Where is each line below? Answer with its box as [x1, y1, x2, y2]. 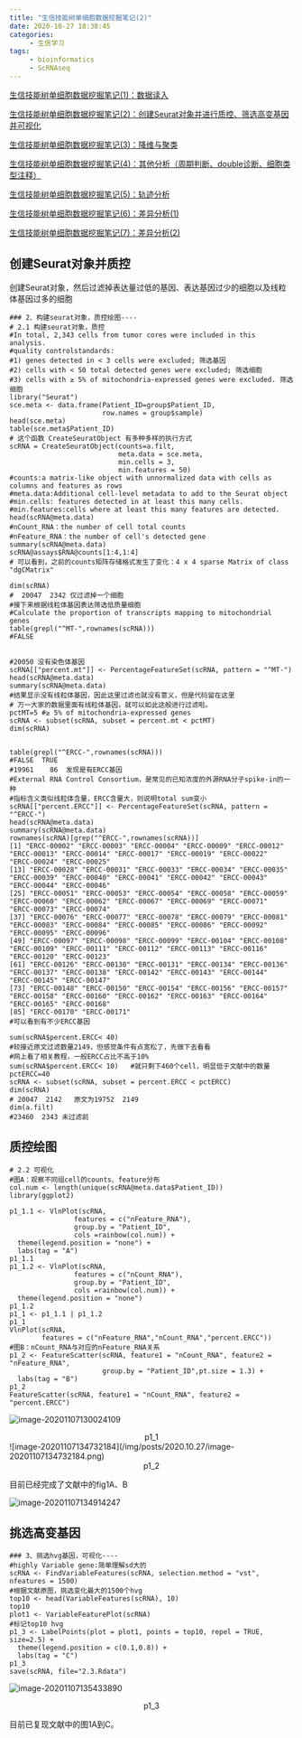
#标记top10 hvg [9, 1620, 64, 1629]
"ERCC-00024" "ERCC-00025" [9, 857, 111, 866]
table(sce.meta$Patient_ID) [9, 424, 115, 434]
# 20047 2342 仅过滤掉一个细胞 [9, 591, 124, 600]
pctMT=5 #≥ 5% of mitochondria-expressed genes [9, 708, 192, 717]
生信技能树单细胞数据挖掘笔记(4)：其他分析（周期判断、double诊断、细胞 [9, 158, 283, 169]
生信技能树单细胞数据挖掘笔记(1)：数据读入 [9, 89, 169, 100]
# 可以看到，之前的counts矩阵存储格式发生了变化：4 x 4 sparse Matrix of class [9, 557, 289, 566]
